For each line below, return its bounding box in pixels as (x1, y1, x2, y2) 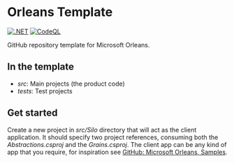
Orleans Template (7, 4, 113, 20)
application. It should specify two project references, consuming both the (7, 133, 219, 141)
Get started (7, 107, 58, 119)
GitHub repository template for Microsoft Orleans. (7, 40, 150, 49)
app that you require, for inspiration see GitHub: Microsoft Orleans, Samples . (7, 148, 228, 156)
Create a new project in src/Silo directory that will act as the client (7, 125, 197, 134)
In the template (7, 61, 75, 73)
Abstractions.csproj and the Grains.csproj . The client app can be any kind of (7, 140, 227, 148)
